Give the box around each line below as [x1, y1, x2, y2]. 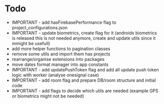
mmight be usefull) [11, 40, 50, 46]
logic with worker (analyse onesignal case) [11, 72, 99, 78]
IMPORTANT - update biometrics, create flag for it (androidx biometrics [11, 30, 157, 36]
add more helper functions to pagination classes [11, 46, 111, 52]
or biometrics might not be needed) [11, 93, 84, 99]
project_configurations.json [11, 24, 68, 30]
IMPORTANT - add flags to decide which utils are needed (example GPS [11, 88, 159, 94]
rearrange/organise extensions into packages [11, 56, 105, 62]
